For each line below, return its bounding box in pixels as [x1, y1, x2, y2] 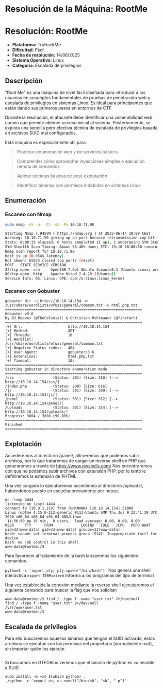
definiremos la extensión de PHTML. [5, 473, 78, 479]
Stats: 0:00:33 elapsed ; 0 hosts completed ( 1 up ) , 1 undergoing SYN [5, 240, 149, 245]
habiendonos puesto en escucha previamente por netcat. [5, 488, 120, 494]
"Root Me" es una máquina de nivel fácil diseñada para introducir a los [5, 89, 146, 95]
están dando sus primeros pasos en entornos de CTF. [5, 105, 113, 111]
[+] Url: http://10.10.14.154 [5, 324, 110, 329]
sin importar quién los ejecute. [5, 646, 66, 652]
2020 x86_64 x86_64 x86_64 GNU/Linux [5, 515, 81, 520]
